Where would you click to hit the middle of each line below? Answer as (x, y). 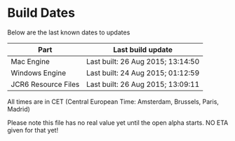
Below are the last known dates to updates (69, 32)
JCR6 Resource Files (45, 84)
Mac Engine (31, 61)
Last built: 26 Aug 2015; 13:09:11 (143, 84)
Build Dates (41, 13)
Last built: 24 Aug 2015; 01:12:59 (143, 73)
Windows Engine (39, 73)
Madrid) (19, 109)
